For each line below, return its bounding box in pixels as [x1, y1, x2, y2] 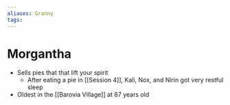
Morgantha [7, 46, 72, 62]
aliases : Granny [7, 10, 54, 17]
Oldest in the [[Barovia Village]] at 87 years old [16, 91, 150, 99]
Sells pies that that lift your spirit [16, 69, 108, 77]
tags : [7, 16, 23, 23]
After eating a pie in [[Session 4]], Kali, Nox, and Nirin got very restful [27, 76, 224, 84]
